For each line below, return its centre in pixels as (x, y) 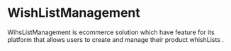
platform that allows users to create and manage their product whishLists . (116, 39)
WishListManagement (74, 13)
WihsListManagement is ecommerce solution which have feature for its (111, 32)
